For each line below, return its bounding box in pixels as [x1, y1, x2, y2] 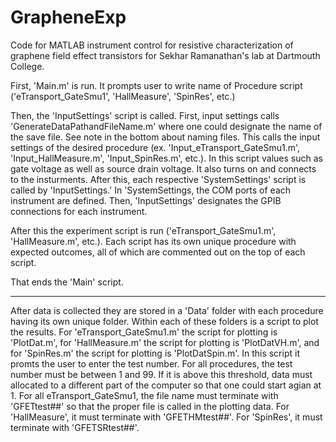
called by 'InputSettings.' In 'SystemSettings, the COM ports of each [10, 184, 292, 196]
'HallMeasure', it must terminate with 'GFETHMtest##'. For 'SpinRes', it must [10, 411, 323, 423]
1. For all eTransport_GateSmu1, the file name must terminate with [10, 389, 279, 401]
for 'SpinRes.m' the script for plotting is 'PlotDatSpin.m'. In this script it [10, 347, 300, 359]
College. [10, 60, 45, 72]
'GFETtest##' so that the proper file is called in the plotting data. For [10, 400, 290, 412]
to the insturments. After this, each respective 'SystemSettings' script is [10, 173, 307, 185]
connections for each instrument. [10, 205, 148, 217]
